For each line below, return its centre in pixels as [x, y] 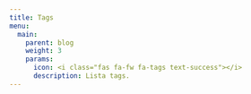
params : [39, 59]
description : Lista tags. [81, 76]
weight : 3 [44, 51]
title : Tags [31, 17]
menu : [19, 26]
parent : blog [50, 43]
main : [28, 34]
